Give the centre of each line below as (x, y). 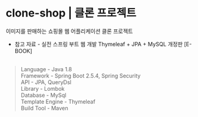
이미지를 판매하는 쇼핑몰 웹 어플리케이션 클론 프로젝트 (69, 31)
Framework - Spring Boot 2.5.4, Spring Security (81, 76)
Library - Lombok (42, 88)
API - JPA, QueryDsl (46, 82)
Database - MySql (43, 95)
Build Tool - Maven (44, 108)
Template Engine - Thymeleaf (58, 101)
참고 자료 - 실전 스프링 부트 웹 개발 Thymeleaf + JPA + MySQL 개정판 (98, 44)
